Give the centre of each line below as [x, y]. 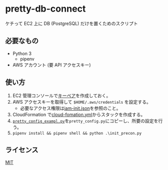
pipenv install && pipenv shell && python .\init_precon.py [77, 133]
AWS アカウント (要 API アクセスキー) [52, 65]
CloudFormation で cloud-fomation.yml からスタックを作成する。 [79, 114]
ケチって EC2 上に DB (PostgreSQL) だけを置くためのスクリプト [72, 23]
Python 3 [22, 53]
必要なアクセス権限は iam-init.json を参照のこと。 [70, 108]
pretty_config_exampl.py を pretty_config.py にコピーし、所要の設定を [85, 121]
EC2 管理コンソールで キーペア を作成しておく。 [62, 95]
